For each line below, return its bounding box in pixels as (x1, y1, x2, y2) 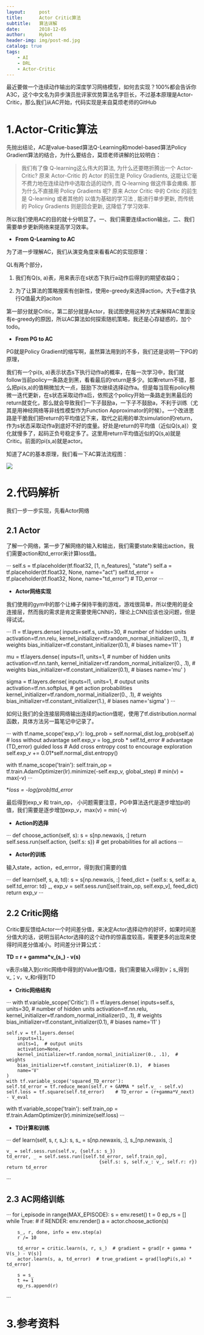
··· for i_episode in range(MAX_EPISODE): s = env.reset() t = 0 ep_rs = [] (6, 1211, 187, 1218)
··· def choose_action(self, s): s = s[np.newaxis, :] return (6, 831, 146, 839)
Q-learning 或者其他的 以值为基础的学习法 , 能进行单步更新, (28, 195, 177, 203)
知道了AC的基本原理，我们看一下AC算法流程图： (6, 450, 128, 458)
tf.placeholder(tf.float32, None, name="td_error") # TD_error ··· (6, 575, 164, 582)
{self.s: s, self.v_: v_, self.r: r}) (99, 1159, 198, 1165)
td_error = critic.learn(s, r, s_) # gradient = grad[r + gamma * (17, 1245, 192, 1251)
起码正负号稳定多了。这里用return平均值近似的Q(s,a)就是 (38, 430, 181, 437)
